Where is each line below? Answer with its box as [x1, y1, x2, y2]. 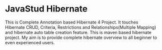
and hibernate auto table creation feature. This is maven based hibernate [5, 29, 152, 35]
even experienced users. [5, 39, 55, 45]
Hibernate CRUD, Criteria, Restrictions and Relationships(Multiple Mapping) [5, 24, 156, 30]
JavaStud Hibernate [5, 3, 88, 14]
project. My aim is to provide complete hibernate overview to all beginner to [5, 35, 157, 40]
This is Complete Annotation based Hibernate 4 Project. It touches [5, 19, 139, 25]
